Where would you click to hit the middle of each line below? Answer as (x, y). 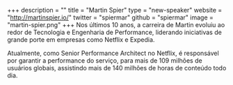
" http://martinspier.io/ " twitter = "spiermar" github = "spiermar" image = (111, 17)
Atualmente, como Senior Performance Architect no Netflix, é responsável (113, 53)
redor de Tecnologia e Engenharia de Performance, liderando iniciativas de (115, 32)
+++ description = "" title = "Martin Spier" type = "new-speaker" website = (115, 10)
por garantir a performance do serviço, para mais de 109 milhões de (105, 61)
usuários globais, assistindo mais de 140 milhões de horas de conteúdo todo (117, 68)
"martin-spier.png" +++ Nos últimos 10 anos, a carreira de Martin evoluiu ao (116, 25)
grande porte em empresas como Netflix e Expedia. (81, 40)
